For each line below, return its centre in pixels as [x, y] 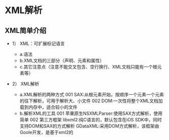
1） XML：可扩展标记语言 [38, 44]
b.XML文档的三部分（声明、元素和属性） [62, 60]
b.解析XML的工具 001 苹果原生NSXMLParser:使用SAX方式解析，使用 [91, 113]
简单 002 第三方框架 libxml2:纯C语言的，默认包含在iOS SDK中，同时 [91, 120]
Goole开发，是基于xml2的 [47, 132]
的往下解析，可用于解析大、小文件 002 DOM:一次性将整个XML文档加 [91, 101]
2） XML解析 [26, 84]
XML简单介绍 [26, 30]
